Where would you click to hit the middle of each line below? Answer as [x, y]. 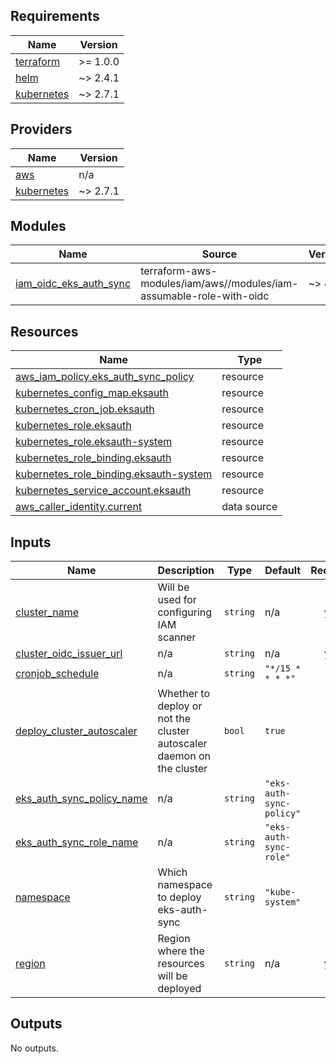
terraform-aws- [179, 271]
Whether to [184, 694]
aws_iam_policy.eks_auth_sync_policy [105, 377]
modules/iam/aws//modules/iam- [219, 284]
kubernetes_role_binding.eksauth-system [114, 474]
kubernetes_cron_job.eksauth [85, 409]
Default [283, 571]
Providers [41, 129]
